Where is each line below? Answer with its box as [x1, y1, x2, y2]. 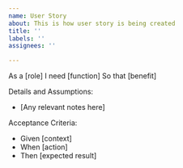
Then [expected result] [19, 151, 97, 161]
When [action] [19, 142, 68, 152]
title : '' [8, 27, 42, 35]
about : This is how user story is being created [8, 19, 176, 27]
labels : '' [8, 34, 45, 43]
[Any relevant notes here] [19, 103, 105, 112]
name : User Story [8, 11, 67, 20]
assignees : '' [8, 42, 57, 50]
